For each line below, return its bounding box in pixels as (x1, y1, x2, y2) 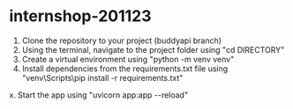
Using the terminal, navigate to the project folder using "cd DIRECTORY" (21, 44, 285, 54)
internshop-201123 (9, 6, 152, 26)
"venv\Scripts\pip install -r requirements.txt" (21, 72, 184, 83)
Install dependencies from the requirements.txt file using (21, 63, 229, 74)
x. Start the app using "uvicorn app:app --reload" (9, 90, 188, 100)
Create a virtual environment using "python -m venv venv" (21, 54, 235, 64)
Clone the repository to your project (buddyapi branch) (21, 35, 222, 46)
